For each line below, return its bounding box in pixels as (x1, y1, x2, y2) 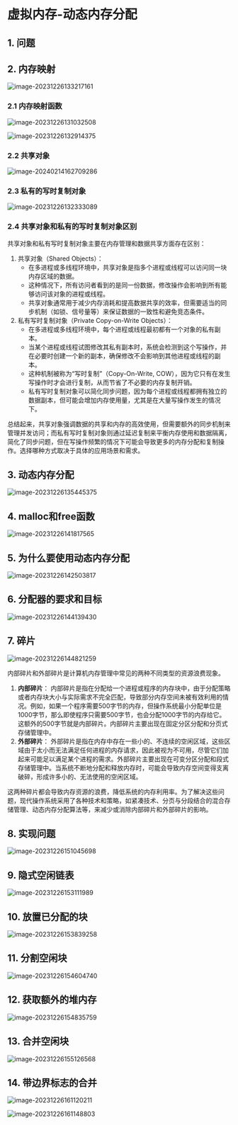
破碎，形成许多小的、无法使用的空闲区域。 (17, 772, 142, 781)
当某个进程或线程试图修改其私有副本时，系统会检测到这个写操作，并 (28, 343, 227, 351)
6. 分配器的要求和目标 (7, 593, 103, 605)
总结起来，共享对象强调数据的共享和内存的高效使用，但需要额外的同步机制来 (7, 419, 231, 428)
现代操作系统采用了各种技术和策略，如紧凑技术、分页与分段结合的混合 (19, 796, 225, 804)
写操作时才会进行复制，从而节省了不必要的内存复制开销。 (28, 378, 196, 387)
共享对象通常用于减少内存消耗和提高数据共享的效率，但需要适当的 (28, 298, 221, 307)
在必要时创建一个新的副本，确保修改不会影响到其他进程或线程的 (28, 351, 215, 360)
